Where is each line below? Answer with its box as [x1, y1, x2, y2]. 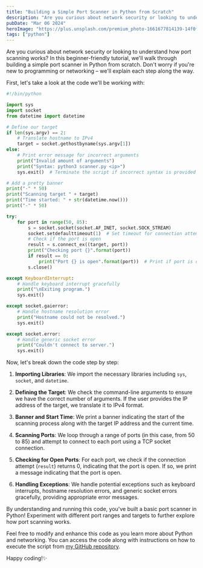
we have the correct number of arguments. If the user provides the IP [14, 395, 188, 403]
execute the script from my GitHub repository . [6, 543, 121, 550]
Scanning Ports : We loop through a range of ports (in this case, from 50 [14, 432, 195, 439]
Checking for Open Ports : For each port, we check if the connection [14, 456, 186, 464]
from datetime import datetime [6, 113, 85, 119]
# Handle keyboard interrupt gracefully [17, 281, 120, 287]
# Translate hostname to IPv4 [17, 135, 94, 141]
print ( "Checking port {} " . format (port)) [28, 247, 131, 253]
